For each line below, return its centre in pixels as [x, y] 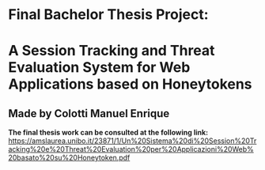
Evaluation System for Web [99, 68]
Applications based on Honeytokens [130, 84]
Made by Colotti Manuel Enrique [89, 113]
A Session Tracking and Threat [112, 51]
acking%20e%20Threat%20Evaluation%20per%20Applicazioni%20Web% [131, 149]
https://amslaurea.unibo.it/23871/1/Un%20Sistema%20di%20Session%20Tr [132, 141]
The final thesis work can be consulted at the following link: [108, 133]
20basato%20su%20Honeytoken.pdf [69, 158]
